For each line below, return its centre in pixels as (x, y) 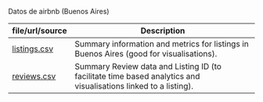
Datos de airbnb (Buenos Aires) (59, 11)
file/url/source (40, 31)
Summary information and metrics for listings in (162, 44)
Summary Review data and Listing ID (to (148, 66)
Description (163, 31)
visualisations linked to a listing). (134, 86)
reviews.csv (34, 76)
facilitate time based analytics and (137, 76)
